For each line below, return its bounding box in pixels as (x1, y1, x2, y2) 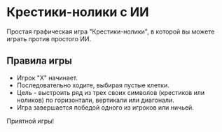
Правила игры (6, 55, 73, 67)
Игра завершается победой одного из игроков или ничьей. (16, 103, 194, 112)
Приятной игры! (6, 117, 55, 125)
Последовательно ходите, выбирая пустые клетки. (16, 81, 169, 89)
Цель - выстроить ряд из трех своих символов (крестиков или (16, 88, 205, 96)
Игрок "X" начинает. (16, 73, 78, 82)
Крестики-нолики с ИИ (6, 4, 149, 20)
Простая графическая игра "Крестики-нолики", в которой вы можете (6, 27, 215, 36)
